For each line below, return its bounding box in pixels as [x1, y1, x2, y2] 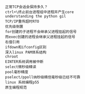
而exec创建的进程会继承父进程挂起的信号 [5, 34, 75, 39]
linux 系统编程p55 [5, 80, 39, 85]
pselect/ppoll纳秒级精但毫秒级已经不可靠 [5, 75, 81, 79]
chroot [5, 54, 18, 59]
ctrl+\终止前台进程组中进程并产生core [5, 10, 74, 15]
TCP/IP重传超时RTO [5, 19, 39, 24]
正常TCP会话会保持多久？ [5, 4, 48, 9]
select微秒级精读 [5, 64, 36, 69]
